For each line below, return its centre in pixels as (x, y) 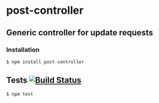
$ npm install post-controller (45, 62)
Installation (23, 50)
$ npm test (20, 94)
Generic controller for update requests (80, 33)
